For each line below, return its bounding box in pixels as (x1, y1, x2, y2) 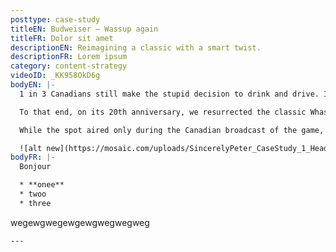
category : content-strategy (10, 61, 128, 71)
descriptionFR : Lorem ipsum (10, 52, 128, 62)
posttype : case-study (10, 14, 101, 25)
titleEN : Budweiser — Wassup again (10, 24, 159, 34)
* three (19, 198, 52, 208)
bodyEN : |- (10, 80, 56, 90)
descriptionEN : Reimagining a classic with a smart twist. (10, 42, 262, 53)
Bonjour (19, 162, 52, 172)
